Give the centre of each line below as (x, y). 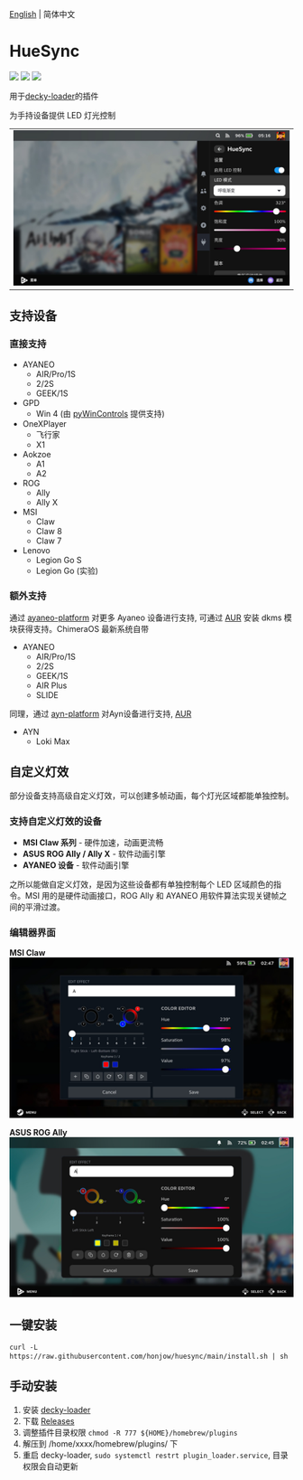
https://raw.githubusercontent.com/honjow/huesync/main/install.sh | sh (149, 1357)
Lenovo (37, 550)
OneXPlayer (45, 423)
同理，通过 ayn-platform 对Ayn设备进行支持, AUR (101, 713)
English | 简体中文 (42, 14)
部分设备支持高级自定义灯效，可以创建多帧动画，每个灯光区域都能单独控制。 (151, 796)
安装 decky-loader (56, 1409)
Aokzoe (37, 454)
